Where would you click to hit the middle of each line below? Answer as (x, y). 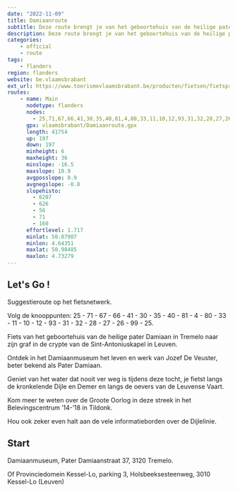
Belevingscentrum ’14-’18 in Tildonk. (60, 407)
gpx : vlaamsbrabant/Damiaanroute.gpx (81, 125)
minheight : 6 (45, 152)
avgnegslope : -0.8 (53, 184)
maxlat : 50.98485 (51, 250)
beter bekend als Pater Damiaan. (55, 365)
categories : (25, 40)
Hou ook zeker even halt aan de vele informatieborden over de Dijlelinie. (112, 421)
